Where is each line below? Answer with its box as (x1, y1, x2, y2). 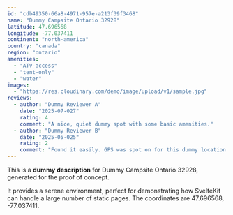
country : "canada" (7, 43, 61, 50)
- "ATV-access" (13, 62, 58, 69)
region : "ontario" (7, 50, 61, 57)
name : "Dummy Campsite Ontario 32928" (7, 17, 120, 24)
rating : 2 (20, 140, 49, 147)
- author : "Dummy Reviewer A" (13, 101, 101, 108)
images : (7, 82, 30, 89)
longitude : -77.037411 (7, 29, 73, 37)
